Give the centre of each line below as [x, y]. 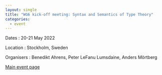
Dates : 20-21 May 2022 [30, 38]
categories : [18, 19]
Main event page [23, 67]
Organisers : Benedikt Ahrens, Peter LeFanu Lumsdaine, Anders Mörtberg [81, 57]
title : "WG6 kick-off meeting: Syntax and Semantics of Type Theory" [79, 14]
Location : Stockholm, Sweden [37, 47]
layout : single [21, 10]
